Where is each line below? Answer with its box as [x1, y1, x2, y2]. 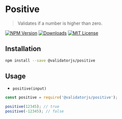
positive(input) [12, 86, 47, 91]
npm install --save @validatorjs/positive [5, 58, 95, 63]
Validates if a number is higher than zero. [17, 20, 103, 26]
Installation [5, 44, 41, 53]
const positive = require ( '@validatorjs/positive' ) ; [5, 95, 118, 100]
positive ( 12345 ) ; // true [5, 104, 59, 109]
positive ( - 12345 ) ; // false [5, 109, 64, 114]
